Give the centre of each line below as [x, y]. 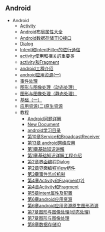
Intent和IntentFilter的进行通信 [50, 49]
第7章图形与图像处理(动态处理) [59, 212]
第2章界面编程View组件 [51, 168]
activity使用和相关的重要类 [47, 56]
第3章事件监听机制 [46, 174]
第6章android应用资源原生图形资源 [63, 205]
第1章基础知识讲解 [46, 149]
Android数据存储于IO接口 [45, 38]
